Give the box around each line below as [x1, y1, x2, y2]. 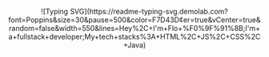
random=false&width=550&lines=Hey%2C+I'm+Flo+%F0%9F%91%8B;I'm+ [9, 24, 260, 32]
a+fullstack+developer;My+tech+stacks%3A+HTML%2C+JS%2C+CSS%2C [8, 32, 261, 41]
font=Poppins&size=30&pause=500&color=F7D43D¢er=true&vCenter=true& [8, 15, 261, 25]
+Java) [122, 40, 147, 50]
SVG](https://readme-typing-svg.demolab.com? [70, 7, 228, 16]
